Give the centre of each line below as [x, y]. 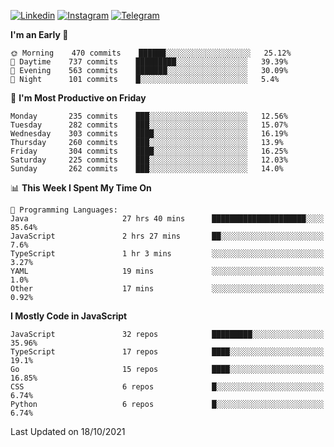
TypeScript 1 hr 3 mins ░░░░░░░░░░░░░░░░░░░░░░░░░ [167, 254]
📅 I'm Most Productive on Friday [78, 98]
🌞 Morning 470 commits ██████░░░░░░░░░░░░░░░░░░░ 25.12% [151, 53]
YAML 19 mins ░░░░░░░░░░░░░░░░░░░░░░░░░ [167, 271]
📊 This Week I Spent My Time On [81, 188]
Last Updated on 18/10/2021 [68, 431]
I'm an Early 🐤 [39, 34]
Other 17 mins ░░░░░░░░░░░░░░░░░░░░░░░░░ [167, 289]
